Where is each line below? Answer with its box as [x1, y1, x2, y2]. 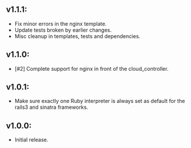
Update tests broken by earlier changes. [14, 26, 112, 33]
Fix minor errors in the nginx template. [14, 20, 107, 27]
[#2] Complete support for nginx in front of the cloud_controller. [14, 65, 169, 72]
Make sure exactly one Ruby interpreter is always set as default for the [14, 98, 186, 105]
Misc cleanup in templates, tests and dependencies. [14, 32, 141, 40]
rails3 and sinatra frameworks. [14, 104, 88, 111]
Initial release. [14, 136, 49, 143]
